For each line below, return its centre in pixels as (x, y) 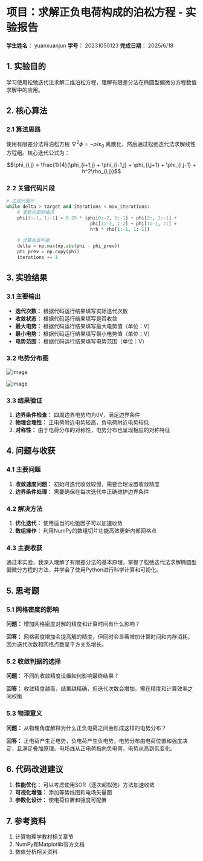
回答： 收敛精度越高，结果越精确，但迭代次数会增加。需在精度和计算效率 (97, 689)
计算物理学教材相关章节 (44, 837)
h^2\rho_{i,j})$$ (101, 171)
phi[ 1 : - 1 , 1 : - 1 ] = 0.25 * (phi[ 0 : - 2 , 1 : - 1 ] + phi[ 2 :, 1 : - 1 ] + (97, 218)
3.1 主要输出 (24, 296)
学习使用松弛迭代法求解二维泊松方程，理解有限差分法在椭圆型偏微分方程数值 (101, 82)
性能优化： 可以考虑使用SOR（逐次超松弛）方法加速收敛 (85, 785)
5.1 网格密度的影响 (33, 610)
